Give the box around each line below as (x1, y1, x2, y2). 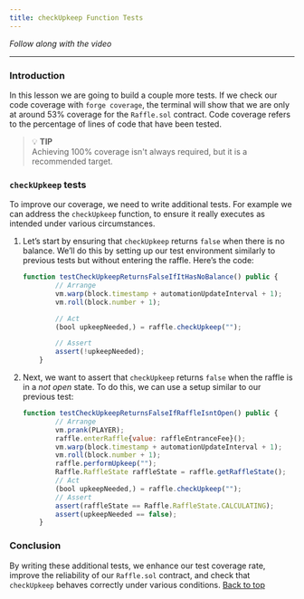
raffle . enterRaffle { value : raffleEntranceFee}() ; (55, 433, 246, 443)
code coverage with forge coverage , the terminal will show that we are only (9, 99, 290, 109)
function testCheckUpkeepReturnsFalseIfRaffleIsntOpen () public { (22, 409, 279, 418)
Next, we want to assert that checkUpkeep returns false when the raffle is (22, 372, 293, 383)
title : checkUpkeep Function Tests (9, 13, 144, 23)
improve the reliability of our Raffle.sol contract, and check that (9, 569, 251, 580)
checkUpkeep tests (9, 178, 87, 191)
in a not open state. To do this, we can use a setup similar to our (22, 382, 261, 393)
